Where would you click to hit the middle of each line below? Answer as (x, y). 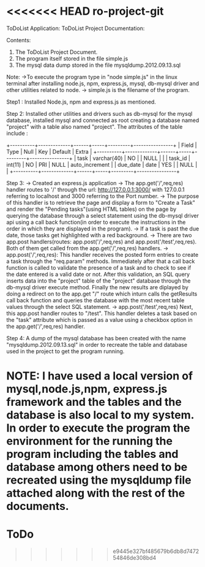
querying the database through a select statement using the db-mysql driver (103, 215)
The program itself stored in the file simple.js (72, 58)
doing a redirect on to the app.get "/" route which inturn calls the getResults (102, 294)
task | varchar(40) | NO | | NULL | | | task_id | (134, 158)
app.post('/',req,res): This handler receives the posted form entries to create (102, 254)
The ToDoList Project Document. (56, 52)
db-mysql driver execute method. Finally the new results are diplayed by (97, 287)
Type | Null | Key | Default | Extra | (49, 151)
